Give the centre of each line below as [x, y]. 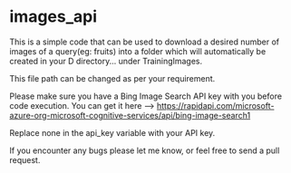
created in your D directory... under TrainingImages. [106, 61]
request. [25, 159]
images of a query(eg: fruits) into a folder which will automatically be [138, 51]
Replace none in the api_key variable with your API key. [112, 132]
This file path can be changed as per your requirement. [112, 78]
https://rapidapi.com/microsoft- [216, 105]
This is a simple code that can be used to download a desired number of [145, 42]
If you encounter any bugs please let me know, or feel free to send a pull [145, 150]
